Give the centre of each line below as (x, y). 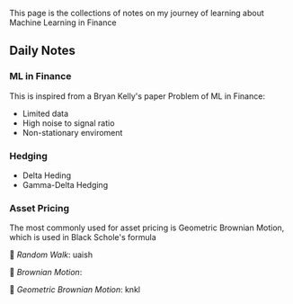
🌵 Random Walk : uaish (51, 255)
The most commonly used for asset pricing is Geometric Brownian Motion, (147, 228)
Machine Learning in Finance (63, 22)
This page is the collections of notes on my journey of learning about (137, 13)
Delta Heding (47, 175)
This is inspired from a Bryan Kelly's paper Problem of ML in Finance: (137, 96)
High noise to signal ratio (68, 123)
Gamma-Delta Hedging (65, 184)
